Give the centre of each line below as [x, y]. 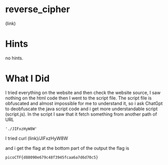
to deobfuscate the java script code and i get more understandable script [81, 109]
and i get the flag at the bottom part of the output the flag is [67, 148]
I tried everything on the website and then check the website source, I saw [83, 92]
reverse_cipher [38, 9]
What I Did [27, 78]
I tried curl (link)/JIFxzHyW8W [37, 138]
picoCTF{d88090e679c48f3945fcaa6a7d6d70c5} [52, 157]
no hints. [14, 58]
